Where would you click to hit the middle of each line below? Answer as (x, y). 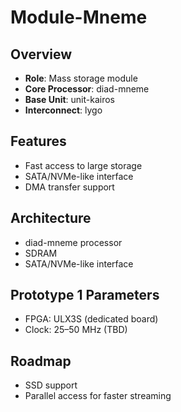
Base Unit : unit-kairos (69, 99)
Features (38, 141)
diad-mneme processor (73, 242)
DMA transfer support (69, 187)
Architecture (51, 218)
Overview (41, 54)
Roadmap (41, 361)
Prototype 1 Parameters (85, 295)
